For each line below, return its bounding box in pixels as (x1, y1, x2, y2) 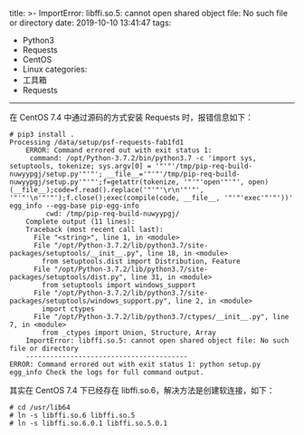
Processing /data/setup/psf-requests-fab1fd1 (9, 138, 184, 147)
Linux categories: (22, 63, 88, 74)
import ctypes (42, 304, 95, 314)
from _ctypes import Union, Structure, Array (42, 328, 217, 337)
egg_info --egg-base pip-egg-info (9, 201, 140, 210)
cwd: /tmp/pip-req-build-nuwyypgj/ (45, 209, 180, 218)
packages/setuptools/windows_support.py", (9, 296, 172, 305)
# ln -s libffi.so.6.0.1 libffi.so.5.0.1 (9, 419, 168, 428)
